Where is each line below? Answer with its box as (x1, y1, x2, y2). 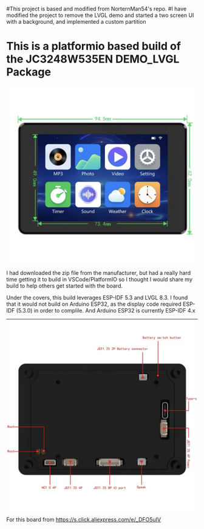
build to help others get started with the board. (6, 282, 123, 289)
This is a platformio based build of (6, 40, 181, 54)
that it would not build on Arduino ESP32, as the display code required (6, 300, 182, 308)
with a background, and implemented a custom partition (6, 18, 146, 25)
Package (6, 65, 52, 79)
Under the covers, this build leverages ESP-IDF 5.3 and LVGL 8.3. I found (6, 294, 188, 301)
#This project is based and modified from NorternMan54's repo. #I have (6, 5, 187, 12)
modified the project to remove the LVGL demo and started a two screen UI (6, 12, 194, 19)
